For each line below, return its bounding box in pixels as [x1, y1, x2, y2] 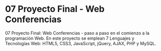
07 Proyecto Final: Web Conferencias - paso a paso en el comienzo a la [5, 30, 150, 36]
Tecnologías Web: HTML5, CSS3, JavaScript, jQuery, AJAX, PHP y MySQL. [5, 40, 157, 46]
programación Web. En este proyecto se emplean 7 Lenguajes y [5, 35, 134, 41]
